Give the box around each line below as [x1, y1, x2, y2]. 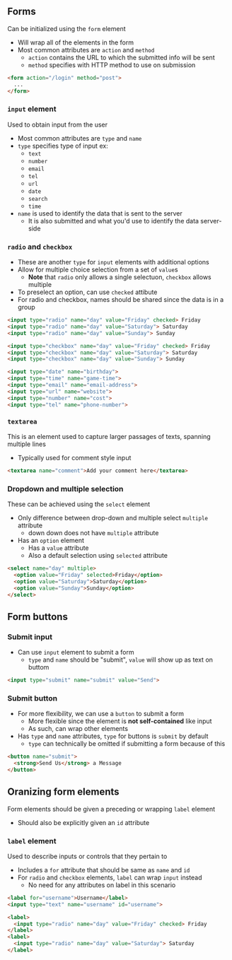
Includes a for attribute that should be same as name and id [17, 865, 190, 874]
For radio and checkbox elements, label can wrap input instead [17, 873, 202, 882]
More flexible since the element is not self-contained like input [28, 717, 212, 725]
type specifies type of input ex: [17, 141, 108, 150]
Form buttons [7, 611, 69, 623]
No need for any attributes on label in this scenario [28, 880, 176, 889]
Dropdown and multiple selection [7, 484, 124, 493]
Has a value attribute [28, 544, 90, 552]
